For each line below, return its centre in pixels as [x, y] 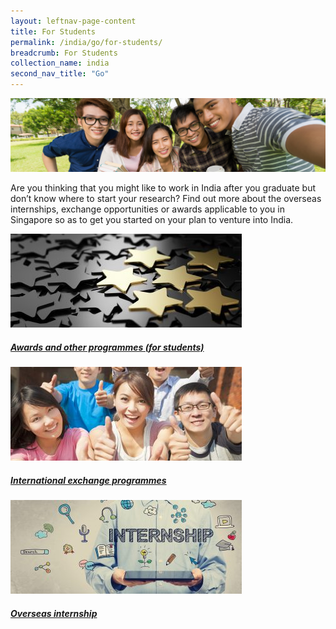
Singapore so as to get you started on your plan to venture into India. [152, 220]
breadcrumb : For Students [64, 53]
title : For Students [53, 31]
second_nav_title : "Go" [60, 74]
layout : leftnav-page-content [73, 21]
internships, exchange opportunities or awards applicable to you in [147, 209]
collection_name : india [60, 63]
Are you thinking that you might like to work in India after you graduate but [163, 188]
